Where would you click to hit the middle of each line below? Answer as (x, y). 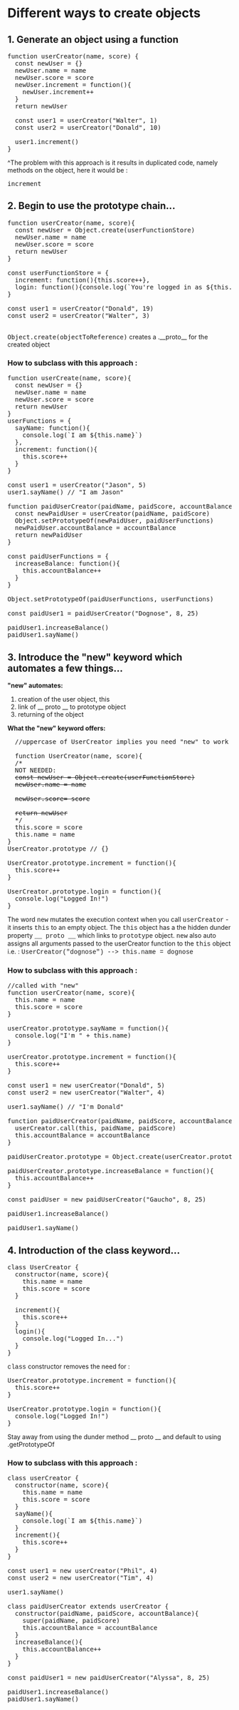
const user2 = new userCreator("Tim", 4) (81, 1578)
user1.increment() (47, 142)
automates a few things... (65, 668)
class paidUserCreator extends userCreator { (88, 1607)
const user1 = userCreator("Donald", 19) (81, 308)
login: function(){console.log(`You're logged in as (108, 287)
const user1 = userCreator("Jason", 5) (77, 485)
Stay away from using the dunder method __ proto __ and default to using (115, 1437)
